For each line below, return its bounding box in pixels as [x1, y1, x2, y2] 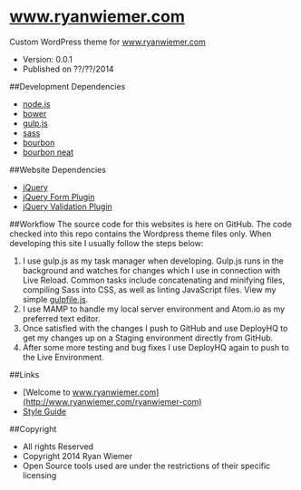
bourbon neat [22, 147, 74, 158]
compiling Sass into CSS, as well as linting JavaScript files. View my [22, 283, 277, 295]
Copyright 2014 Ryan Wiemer [22, 450, 133, 461]
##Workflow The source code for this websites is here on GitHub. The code [9, 218, 292, 229]
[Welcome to [22, 387, 71, 398]
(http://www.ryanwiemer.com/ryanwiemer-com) [22, 396, 202, 407]
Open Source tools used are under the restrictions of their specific [22, 460, 271, 471]
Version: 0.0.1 [22, 53, 73, 64]
